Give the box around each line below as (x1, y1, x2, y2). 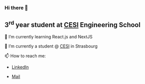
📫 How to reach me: (4, 53, 46, 59)
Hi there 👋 (4, 4, 29, 11)
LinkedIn (11, 64, 29, 70)
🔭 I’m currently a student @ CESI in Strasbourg (4, 43, 98, 49)
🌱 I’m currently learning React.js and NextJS (4, 34, 93, 39)
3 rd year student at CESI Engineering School (4, 19, 141, 29)
